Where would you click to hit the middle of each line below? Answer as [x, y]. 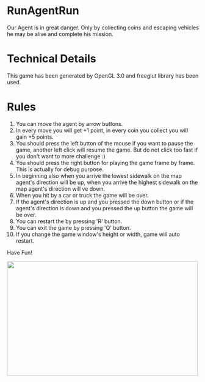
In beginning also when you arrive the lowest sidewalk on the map [99, 175]
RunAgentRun [43, 11]
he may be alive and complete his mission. [60, 34]
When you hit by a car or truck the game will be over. [82, 195]
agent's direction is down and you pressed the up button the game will [104, 208]
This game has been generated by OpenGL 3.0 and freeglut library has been [103, 75]
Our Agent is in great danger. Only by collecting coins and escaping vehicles [103, 28]
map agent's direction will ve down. [60, 189]
